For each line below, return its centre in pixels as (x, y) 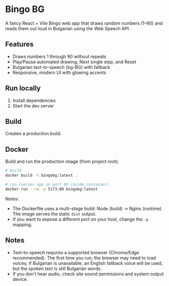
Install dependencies (34, 100)
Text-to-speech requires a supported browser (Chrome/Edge (76, 252)
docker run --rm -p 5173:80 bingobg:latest (52, 189)
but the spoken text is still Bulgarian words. (57, 268)
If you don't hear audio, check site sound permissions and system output (88, 274)
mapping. (22, 224)
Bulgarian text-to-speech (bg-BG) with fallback (61, 67)
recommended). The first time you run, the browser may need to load (84, 258)
